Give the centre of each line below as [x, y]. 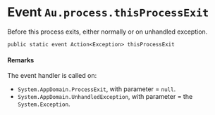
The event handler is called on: [52, 76]
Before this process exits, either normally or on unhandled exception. [107, 32]
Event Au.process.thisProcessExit [108, 12]
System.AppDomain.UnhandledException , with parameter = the [105, 97]
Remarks [21, 60]
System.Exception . [44, 104]
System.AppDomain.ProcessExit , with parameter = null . [97, 89]
